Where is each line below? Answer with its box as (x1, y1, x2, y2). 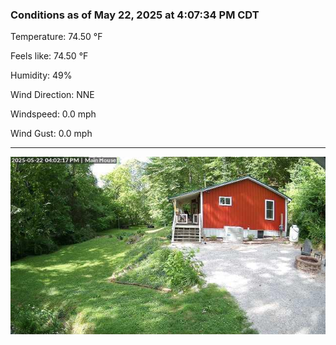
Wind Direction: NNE (10, 89, 95, 101)
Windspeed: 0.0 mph (10, 108, 97, 120)
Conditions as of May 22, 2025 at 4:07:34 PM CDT (10, 8, 260, 22)
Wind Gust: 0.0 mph (10, 128, 93, 140)
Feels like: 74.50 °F (10, 50, 89, 62)
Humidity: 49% (10, 69, 73, 82)
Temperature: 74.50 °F (10, 31, 103, 43)
